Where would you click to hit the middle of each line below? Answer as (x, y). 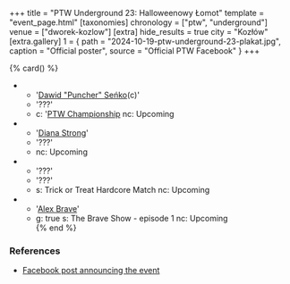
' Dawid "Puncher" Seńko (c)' (88, 95)
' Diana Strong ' (62, 133)
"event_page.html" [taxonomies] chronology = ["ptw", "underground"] (139, 22)
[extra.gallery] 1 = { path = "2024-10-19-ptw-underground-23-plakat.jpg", (145, 41)
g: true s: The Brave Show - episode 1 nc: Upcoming (132, 218)
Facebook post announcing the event (91, 271)
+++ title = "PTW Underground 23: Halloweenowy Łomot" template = (137, 13)
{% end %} (56, 228)
